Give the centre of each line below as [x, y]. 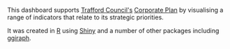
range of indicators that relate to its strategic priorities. [85, 17]
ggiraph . [19, 38]
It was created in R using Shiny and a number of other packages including [113, 31]
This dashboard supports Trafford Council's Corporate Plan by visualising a [115, 10]
